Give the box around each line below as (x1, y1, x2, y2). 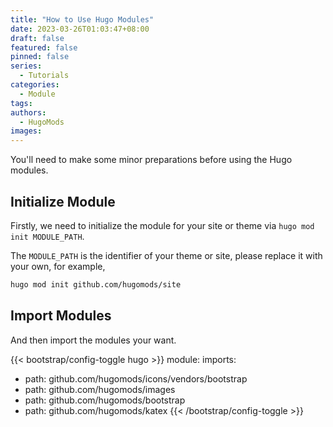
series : (10, 61, 43, 71)
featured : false (10, 42, 78, 53)
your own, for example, (10, 260, 106, 272)
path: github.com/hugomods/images (24, 383, 176, 395)
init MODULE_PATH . (10, 230, 85, 242)
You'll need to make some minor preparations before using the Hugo (10, 154, 293, 166)
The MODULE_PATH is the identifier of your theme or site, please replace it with (10, 249, 323, 261)
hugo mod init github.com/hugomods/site (10, 279, 182, 290)
